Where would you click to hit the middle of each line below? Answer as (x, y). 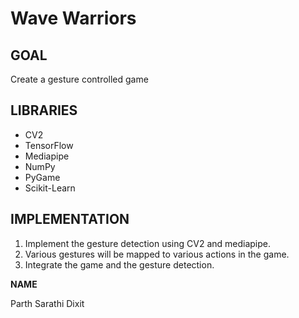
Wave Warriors (73, 18)
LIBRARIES (44, 110)
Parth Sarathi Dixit (47, 303)
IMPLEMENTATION (70, 219)
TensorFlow (49, 145)
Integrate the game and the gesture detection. (119, 264)
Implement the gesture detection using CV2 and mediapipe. (148, 243)
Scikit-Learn (50, 188)
